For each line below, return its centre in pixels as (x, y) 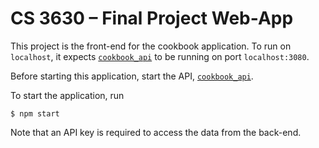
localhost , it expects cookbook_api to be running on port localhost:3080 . (160, 56)
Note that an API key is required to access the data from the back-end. (156, 132)
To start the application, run (67, 95)
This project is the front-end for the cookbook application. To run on (151, 46)
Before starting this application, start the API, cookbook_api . (132, 76)
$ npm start (35, 113)
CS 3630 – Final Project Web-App (152, 18)
